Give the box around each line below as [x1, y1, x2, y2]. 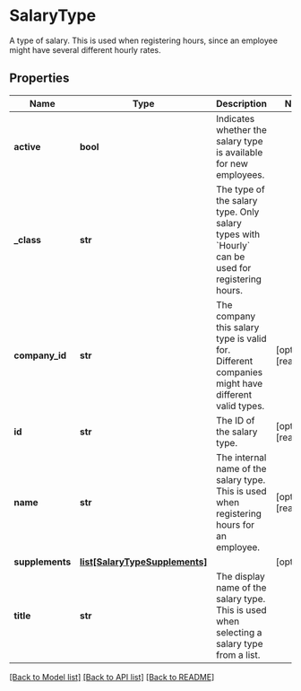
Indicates [216, 112, 255, 125]
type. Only [216, 206, 260, 218]
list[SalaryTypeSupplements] [79, 555, 208, 568]
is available [216, 145, 263, 158]
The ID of [216, 414, 255, 426]
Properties [9, 71, 70, 86]
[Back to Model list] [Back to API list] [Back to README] [9, 671, 215, 682]
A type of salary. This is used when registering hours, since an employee [9, 35, 278, 46]
